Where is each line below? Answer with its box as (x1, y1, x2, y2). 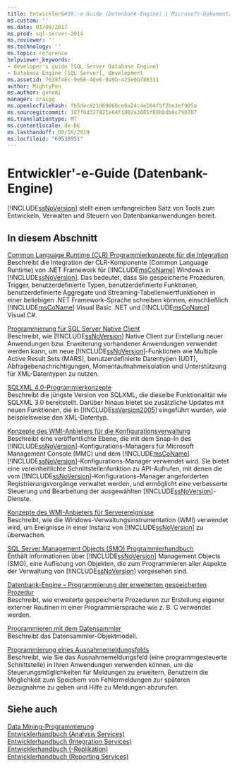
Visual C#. (7, 311, 37, 319)
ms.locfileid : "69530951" (7, 135, 83, 142)
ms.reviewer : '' (7, 37, 55, 44)
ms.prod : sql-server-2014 (7, 30, 83, 37)
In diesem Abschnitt (7, 232, 97, 244)
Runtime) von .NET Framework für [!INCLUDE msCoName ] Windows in (7, 266, 211, 274)
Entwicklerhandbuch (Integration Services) (7, 737, 132, 745)
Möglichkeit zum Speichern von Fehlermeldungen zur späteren (7, 675, 190, 684)
